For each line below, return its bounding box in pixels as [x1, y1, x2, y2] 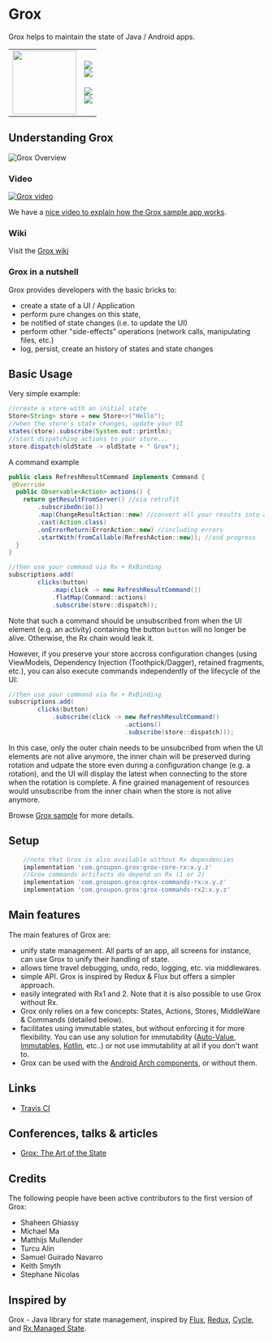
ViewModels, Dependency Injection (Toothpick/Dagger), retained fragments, [8, 657, 265, 667]
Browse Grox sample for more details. [8, 810, 135, 820]
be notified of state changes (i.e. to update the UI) [19, 318, 188, 328]
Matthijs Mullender [19, 1235, 83, 1245]
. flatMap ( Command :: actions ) [51, 593, 148, 602]
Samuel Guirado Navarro [19, 1252, 103, 1262]
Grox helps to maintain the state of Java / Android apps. [8, 32, 195, 41]
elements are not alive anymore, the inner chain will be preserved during [8, 751, 251, 761]
